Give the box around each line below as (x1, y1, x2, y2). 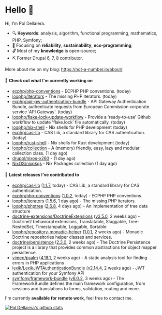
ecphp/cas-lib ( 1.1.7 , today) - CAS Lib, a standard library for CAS (12, 182, 140, 189)
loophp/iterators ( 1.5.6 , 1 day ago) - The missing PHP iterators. (12, 198, 136, 204)
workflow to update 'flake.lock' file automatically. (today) (12, 119, 126, 125)
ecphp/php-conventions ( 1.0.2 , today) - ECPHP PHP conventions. (12, 193, 143, 199)
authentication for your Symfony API (12, 270, 85, 276)
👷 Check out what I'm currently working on (5, 77, 93, 83)
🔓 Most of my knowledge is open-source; (12, 48, 97, 53)
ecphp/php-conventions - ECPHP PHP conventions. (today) (12, 88, 131, 94)
